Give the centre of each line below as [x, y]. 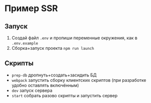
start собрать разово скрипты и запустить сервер [65, 95]
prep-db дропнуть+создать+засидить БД [54, 75]
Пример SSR [31, 8]
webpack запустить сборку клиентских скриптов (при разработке [79, 80]
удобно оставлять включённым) [45, 85]
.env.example [25, 44]
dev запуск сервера [32, 90]
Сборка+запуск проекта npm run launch [53, 48]
